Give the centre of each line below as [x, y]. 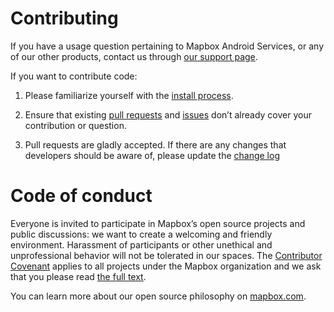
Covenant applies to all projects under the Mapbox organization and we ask [166, 266]
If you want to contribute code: [74, 76]
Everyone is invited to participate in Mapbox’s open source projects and [158, 223]
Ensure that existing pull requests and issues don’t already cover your [168, 114]
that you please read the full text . [78, 276]
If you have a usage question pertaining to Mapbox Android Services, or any [167, 46]
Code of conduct [81, 196]
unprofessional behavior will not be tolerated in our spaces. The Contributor [166, 255]
